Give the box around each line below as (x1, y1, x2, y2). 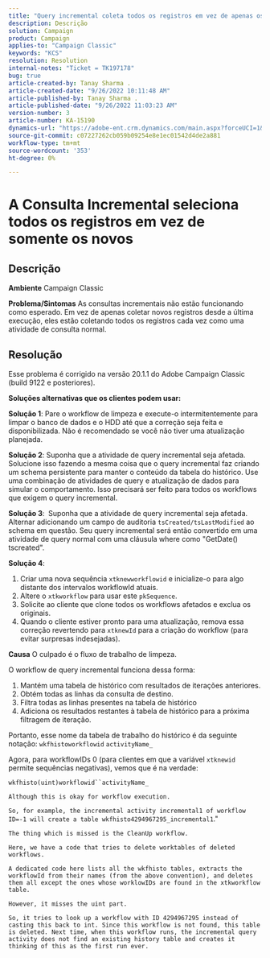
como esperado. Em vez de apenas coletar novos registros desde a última (8, 308, 254, 317)
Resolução (8, 348, 63, 361)
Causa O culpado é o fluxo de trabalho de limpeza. (8, 650, 177, 659)
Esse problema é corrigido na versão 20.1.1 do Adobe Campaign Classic (8, 370, 245, 379)
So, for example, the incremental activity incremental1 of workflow (8, 807, 247, 816)
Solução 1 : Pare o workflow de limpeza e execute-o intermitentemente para (8, 409, 259, 419)
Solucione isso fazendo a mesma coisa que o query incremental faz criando (8, 459, 260, 469)
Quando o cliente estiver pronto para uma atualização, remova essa (19, 617, 244, 626)
